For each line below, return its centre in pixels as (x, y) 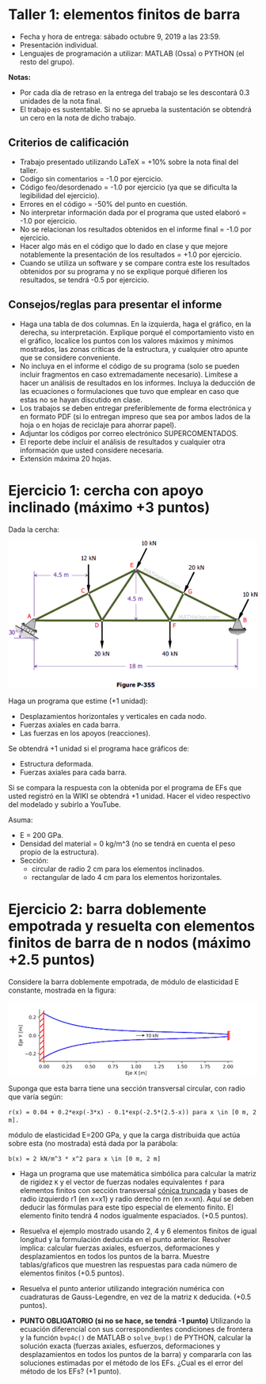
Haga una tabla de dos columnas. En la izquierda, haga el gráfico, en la (135, 323)
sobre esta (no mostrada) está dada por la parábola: (93, 1143)
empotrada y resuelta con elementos (132, 926)
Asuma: (21, 820)
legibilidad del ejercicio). (59, 195)
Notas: (20, 77)
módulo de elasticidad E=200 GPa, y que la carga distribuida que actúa (124, 1134)
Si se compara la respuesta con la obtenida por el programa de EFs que (125, 787)
